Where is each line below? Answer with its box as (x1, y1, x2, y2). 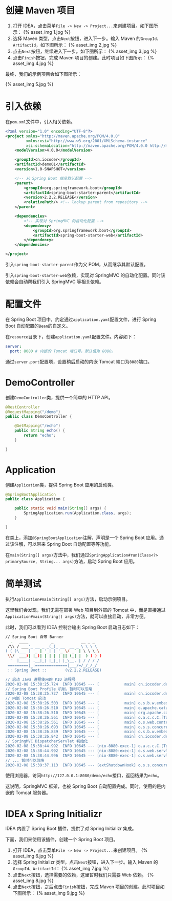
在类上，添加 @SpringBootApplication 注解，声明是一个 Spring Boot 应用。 (5, 534, 160, 541)
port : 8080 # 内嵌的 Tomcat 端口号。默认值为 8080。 (10, 349, 116, 354)
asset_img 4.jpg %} (12, 60, 54, 67)
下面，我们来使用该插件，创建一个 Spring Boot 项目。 (5, 836, 118, 843)
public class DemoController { (5, 414, 72, 419)
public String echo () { (14, 428, 66, 433)
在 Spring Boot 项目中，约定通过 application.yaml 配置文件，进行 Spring (5, 316, 157, 323)
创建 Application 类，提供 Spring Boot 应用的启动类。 (5, 482, 117, 488)
